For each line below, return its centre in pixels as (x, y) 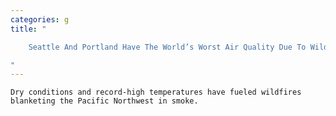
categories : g (40, 19)
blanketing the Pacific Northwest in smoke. (104, 101)
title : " (28, 29)
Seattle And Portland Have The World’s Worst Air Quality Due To (167, 47)
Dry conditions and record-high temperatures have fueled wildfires (156, 92)
